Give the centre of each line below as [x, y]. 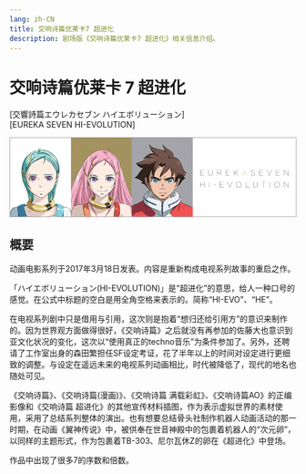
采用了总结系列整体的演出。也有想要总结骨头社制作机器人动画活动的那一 [161, 417]
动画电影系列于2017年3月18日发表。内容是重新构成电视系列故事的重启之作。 [153, 268]
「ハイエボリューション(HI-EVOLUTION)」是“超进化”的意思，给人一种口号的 [153, 288]
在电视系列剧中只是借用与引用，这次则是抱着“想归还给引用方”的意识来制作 [149, 318]
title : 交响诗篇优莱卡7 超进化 [62, 29]
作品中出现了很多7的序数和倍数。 [71, 459]
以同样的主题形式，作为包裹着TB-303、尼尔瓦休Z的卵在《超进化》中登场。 [150, 440]
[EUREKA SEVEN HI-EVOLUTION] [72, 125]
